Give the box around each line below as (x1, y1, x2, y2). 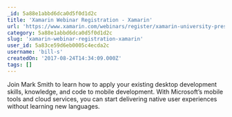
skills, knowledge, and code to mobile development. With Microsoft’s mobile (7, 87, 224, 96)
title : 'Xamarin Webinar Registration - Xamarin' (7, 17, 153, 23)
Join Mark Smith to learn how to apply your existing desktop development (7, 80, 217, 88)
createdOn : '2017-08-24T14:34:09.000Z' (7, 55, 122, 62)
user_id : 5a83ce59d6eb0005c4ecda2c (7, 42, 110, 49)
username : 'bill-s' (7, 49, 64, 56)
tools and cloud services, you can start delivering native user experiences (7, 94, 217, 103)
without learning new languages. (7, 102, 100, 110)
